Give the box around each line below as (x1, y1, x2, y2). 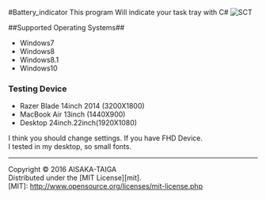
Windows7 (19, 38, 55, 48)
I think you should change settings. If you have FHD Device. (8, 133, 203, 143)
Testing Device (8, 83, 67, 94)
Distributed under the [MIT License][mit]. (8, 173, 142, 182)
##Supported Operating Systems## (8, 23, 125, 32)
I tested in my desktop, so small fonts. (8, 142, 132, 151)
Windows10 (19, 63, 58, 73)
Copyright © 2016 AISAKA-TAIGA (8, 165, 117, 174)
